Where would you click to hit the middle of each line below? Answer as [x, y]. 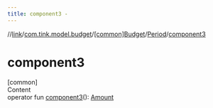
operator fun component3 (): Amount [61, 97]
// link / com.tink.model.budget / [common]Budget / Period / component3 [106, 34]
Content [19, 90]
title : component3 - [38, 14]
